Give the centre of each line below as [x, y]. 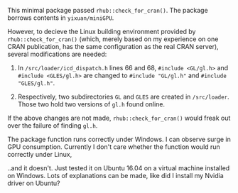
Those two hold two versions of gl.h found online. [91, 104]
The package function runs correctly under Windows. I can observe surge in [119, 139]
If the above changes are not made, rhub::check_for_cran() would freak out [119, 118]
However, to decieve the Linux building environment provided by [102, 32]
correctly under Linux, [40, 154]
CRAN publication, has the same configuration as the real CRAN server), [113, 46]
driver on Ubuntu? [34, 183]
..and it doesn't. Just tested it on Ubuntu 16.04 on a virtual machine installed [119, 168]
